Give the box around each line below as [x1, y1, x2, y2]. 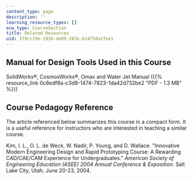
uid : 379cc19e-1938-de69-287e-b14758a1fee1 [6, 36, 114, 42]
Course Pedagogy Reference [6, 103, 113, 113]
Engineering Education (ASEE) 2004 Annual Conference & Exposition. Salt [6, 161, 185, 168]
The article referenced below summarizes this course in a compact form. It [6, 118, 186, 125]
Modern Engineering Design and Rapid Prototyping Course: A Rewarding [6, 148, 181, 155]
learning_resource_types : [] [6, 19, 77, 25]
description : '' [6, 14, 46, 20]
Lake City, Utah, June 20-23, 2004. [6, 167, 91, 174]
